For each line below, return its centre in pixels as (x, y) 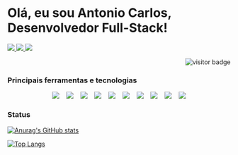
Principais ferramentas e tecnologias (72, 80)
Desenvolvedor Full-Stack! (87, 28)
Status (19, 115)
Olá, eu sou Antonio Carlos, (90, 13)
